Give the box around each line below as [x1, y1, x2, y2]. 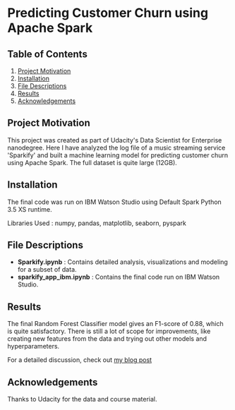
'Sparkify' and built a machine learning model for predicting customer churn [7, 150, 229, 159]
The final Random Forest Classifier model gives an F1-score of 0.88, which [7, 320, 224, 328]
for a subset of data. [17, 265, 77, 274]
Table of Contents [7, 48, 88, 60]
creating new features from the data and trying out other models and [7, 334, 207, 343]
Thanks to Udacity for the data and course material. [7, 395, 157, 404]
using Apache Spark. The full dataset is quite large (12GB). [7, 158, 178, 167]
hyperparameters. [7, 342, 60, 351]
